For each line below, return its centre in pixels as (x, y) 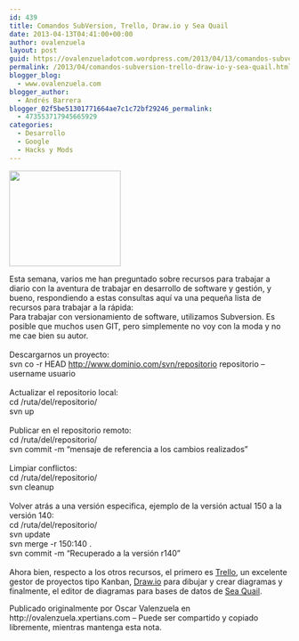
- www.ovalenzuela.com (59, 84)
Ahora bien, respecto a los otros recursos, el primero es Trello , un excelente (148, 572)
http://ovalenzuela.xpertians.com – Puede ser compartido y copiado (134, 617)
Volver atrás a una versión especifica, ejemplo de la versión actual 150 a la (145, 506)
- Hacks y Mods (45, 150)
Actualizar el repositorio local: (64, 392)
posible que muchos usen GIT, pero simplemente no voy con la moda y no (145, 326)
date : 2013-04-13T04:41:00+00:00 (71, 34)
